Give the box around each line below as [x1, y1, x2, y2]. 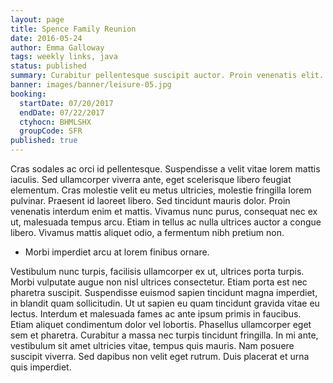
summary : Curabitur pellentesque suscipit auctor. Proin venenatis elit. [10, 71, 325, 81]
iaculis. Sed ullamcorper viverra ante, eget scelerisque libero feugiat [10, 174, 292, 185]
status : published [10, 61, 87, 71]
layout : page [10, 14, 65, 25]
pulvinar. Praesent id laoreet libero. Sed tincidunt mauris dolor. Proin [10, 195, 291, 206]
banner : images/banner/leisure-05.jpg [10, 80, 172, 90]
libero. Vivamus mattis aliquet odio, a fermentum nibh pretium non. [10, 227, 285, 238]
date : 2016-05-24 [10, 33, 83, 43]
